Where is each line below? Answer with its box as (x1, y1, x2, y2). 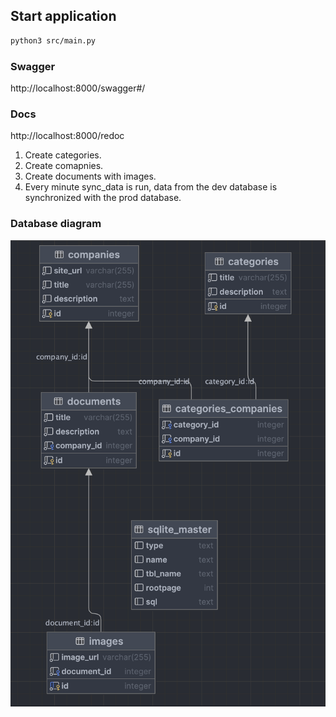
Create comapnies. (24, 160, 104, 172)
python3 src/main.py (10, 35, 97, 46)
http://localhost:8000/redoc (10, 130, 125, 142)
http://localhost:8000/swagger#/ (10, 82, 146, 94)
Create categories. (24, 149, 102, 161)
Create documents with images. (24, 170, 157, 183)
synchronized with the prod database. (24, 192, 182, 204)
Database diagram (10, 217, 102, 231)
